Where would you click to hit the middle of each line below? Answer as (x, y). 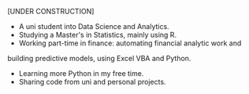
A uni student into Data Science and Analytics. (94, 26)
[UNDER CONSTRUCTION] (51, 11)
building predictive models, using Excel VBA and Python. (99, 58)
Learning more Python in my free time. (81, 73)
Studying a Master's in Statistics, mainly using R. (98, 35)
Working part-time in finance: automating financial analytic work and (130, 43)
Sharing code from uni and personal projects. (92, 82)
